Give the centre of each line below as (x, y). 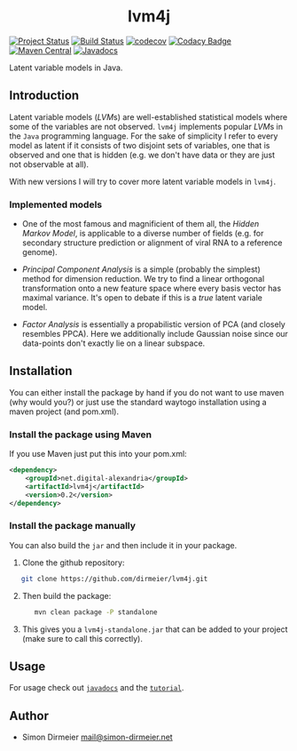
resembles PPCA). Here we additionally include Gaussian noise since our (155, 334)
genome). (39, 252)
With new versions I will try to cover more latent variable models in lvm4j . (143, 181)
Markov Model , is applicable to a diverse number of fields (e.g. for (143, 234)
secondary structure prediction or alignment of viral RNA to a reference (152, 243)
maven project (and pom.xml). (64, 411)
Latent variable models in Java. (66, 68)
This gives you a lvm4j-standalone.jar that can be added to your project (155, 629)
